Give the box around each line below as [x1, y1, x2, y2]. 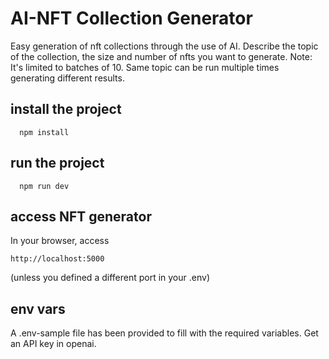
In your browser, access [10, 235, 110, 247]
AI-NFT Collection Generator [10, 7, 253, 30]
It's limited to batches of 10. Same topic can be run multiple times [10, 61, 280, 73]
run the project [10, 155, 105, 172]
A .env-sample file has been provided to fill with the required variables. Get [10, 327, 319, 339]
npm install [19, 127, 70, 137]
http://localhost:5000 [10, 254, 105, 264]
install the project [10, 101, 122, 118]
